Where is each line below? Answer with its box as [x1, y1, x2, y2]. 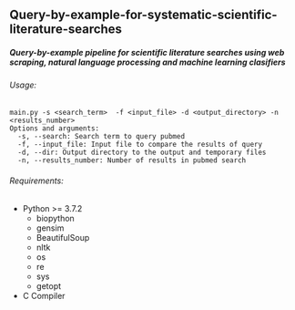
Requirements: [9, 175, 64, 186]
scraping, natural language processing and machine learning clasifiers [9, 57, 286, 67]
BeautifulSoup [36, 232, 90, 243]
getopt [36, 281, 62, 292]
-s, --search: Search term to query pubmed [17, 131, 185, 140]
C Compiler [22, 291, 66, 302]
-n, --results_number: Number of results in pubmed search [17, 155, 247, 165]
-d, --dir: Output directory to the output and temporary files [17, 148, 267, 157]
